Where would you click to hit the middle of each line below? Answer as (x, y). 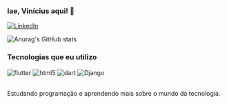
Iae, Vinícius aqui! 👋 (41, 11)
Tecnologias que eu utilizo (52, 57)
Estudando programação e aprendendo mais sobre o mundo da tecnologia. (114, 94)
